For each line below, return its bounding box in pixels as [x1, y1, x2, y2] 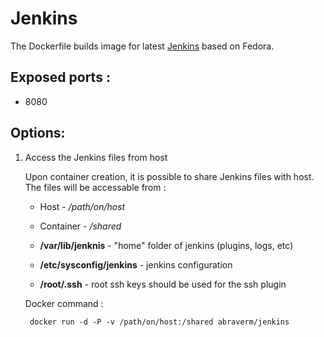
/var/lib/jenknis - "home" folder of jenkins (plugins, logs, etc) [39, 239, 294, 251]
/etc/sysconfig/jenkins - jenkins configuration [39, 258, 233, 271]
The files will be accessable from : [24, 181, 167, 193]
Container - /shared [39, 220, 122, 232]
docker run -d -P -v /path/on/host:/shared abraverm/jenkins [29, 317, 290, 327]
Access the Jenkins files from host [24, 151, 168, 163]
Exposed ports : [10, 69, 111, 86]
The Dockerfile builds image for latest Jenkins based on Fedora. [10, 40, 275, 52]
